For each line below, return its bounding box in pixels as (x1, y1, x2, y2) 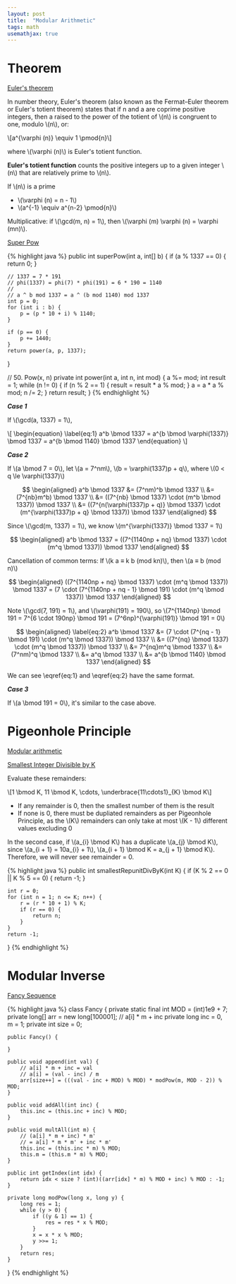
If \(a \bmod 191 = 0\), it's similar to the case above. (7, 699, 156, 707)
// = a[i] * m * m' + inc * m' (20, 1139, 112, 1146)
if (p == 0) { (7, 329, 49, 336)
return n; (32, 913, 61, 920)
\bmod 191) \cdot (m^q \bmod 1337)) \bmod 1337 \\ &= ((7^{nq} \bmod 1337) (8, 635, 229, 643)
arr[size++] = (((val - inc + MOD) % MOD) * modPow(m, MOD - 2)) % (20, 1077, 222, 1084)
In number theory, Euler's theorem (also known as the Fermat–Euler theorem (7, 97, 229, 106)
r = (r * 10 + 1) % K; (20, 900, 87, 908)
